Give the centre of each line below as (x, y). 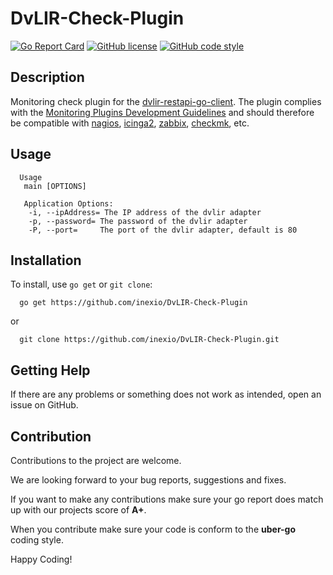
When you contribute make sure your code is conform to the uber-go (153, 529)
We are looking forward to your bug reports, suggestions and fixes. (148, 480)
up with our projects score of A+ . (78, 510)
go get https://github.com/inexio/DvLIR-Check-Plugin (133, 303)
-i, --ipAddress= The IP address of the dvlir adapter (145, 212)
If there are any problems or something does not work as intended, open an (166, 394)
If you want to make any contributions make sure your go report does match (167, 499)
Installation (46, 260)
